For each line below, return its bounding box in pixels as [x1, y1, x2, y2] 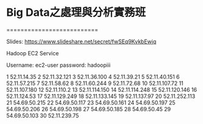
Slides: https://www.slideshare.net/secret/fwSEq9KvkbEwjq [6, 38, 157, 45]
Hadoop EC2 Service [6, 49, 59, 57]
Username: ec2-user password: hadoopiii [6, 61, 111, 69]
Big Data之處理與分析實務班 [6, 5, 146, 19]
